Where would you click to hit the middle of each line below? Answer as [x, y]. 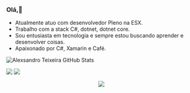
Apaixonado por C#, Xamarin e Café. [61, 48]
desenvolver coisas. [40, 42]
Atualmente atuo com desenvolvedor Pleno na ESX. [79, 23]
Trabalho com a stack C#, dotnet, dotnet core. [72, 29]
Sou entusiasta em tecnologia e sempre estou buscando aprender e [99, 36]
